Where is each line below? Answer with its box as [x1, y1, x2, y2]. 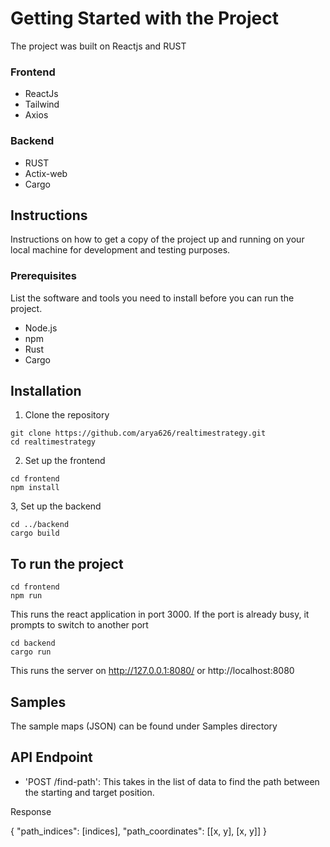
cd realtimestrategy [10, 437, 97, 447]
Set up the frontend [24, 455, 106, 467]
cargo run [10, 647, 52, 657]
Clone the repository [24, 409, 110, 421]
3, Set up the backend [10, 500, 102, 512]
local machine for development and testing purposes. [10, 244, 231, 256]
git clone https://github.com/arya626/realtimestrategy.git [10, 428, 267, 439]
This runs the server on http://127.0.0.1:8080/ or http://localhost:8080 [10, 665, 295, 677]
